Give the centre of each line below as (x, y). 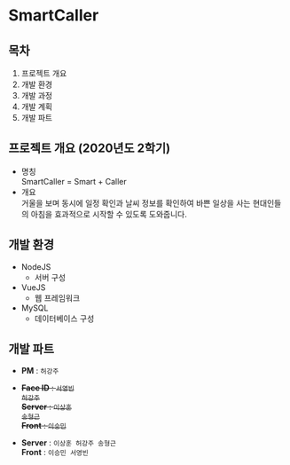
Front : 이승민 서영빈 (55, 453)
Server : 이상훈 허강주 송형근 (69, 443)
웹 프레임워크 (57, 297)
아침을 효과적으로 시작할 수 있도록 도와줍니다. (109, 214)
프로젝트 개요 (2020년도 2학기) (89, 149)
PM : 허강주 (40, 371)
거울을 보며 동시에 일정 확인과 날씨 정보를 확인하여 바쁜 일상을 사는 (136, 203)
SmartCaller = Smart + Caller (74, 181)
